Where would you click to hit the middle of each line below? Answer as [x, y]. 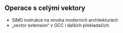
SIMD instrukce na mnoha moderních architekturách [65, 20]
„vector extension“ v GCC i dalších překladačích [60, 25]
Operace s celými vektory [45, 8]
